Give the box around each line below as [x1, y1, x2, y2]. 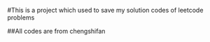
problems [7, 13, 35, 22]
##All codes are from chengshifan [7, 27, 106, 35]
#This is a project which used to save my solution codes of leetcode [7, 6, 204, 14]
